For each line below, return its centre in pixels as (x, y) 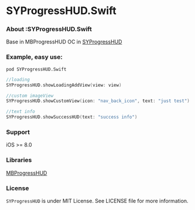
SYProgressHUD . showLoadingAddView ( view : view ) (64, 85)
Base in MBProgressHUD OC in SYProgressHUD (64, 42)
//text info (20, 112)
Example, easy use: (34, 57)
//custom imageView (30, 96)
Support (18, 132)
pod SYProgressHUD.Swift (36, 69)
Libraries (19, 160)
